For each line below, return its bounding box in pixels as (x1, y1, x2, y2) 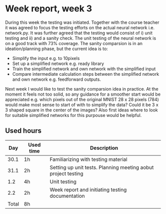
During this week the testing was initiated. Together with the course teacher (5, 19, 160, 25)
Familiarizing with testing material (49, 156, 127, 162)
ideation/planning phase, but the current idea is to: (5, 46, 108, 52)
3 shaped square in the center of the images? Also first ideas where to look (5, 107, 158, 113)
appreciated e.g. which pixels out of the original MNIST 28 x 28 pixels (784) (5, 96, 159, 102)
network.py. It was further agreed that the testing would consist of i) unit (5, 30, 153, 36)
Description (90, 144, 119, 151)
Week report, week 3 (5, 3, 92, 14)
